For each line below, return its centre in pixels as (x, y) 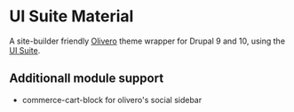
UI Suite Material (72, 16)
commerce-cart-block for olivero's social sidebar (112, 100)
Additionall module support (87, 79)
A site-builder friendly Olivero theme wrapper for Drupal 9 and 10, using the (147, 41)
